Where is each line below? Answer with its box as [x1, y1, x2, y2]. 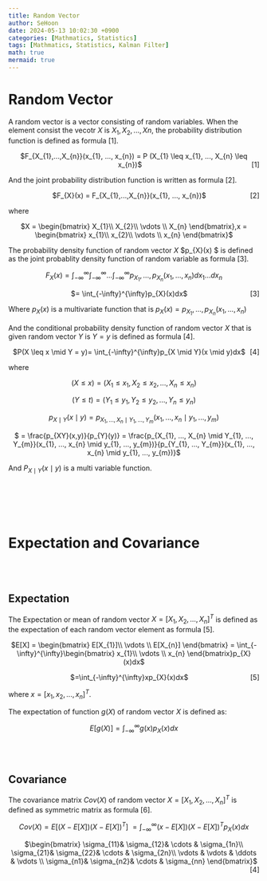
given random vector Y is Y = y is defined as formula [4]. [8, 332, 195, 341]
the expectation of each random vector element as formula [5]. [8, 625, 215, 635]
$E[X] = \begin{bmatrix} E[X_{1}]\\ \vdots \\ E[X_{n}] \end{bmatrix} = [10, 640, 235, 650]
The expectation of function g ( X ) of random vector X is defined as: [8, 706, 227, 716]
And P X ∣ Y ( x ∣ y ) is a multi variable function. [8, 463, 152, 475]
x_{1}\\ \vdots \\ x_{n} [116, 649, 186, 659]
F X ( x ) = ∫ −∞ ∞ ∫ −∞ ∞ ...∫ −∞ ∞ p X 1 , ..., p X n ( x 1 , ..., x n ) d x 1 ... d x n [45, 269, 223, 283]
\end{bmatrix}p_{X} [187, 649, 251, 659]
